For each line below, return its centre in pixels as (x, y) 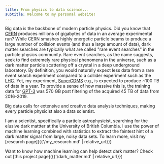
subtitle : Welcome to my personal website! (50, 14)
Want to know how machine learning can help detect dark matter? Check (79, 151)
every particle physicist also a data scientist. (50, 111)
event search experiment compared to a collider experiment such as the (78, 75)
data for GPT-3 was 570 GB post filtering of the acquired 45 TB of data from (82, 91)
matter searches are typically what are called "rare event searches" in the (80, 49)
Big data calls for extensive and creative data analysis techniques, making (80, 106)
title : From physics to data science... (47, 10)
